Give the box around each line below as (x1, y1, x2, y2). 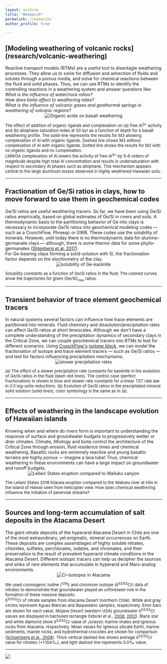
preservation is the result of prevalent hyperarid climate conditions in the (5, 550, 154, 556)
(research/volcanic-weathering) (5, 52, 108, 60)
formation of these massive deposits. (5, 592, 76, 597)
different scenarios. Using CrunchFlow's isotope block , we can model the (5, 342, 156, 349)
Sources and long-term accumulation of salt (5, 508, 145, 517)
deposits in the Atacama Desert (5, 516, 105, 525)
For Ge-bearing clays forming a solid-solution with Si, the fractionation (5, 250, 150, 257)
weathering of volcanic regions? (5, 108, 71, 114)
